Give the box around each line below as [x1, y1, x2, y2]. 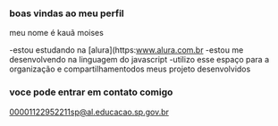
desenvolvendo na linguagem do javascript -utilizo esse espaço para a [9, 55, 270, 65]
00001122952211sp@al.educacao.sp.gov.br [9, 106, 170, 117]
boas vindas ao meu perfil [9, 7, 125, 20]
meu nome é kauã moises [9, 28, 105, 38]
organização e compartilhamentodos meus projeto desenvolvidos [9, 63, 251, 74]
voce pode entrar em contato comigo [9, 86, 173, 98]
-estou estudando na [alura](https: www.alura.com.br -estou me [9, 45, 244, 55]
